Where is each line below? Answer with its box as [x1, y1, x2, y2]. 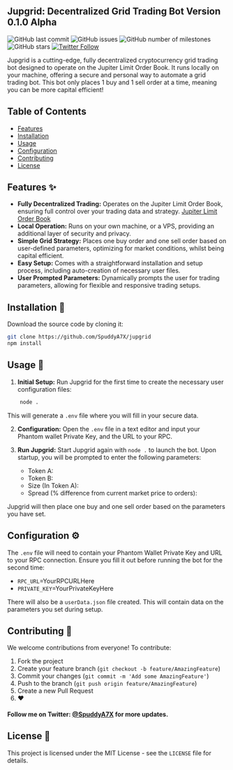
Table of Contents [7, 106, 87, 118]
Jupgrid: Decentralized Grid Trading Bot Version [7, 6, 221, 17]
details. [7, 756, 29, 764]
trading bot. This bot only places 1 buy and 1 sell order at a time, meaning [7, 78, 218, 86]
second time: [7, 563, 45, 571]
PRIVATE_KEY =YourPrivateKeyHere [17, 584, 114, 592]
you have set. [7, 509, 46, 518]
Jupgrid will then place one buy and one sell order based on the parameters [7, 502, 225, 511]
